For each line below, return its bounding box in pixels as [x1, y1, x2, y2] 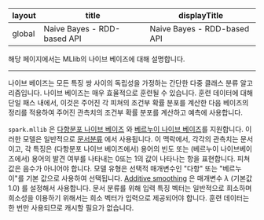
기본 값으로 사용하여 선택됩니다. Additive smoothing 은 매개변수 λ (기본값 [26, 174, 253, 183]
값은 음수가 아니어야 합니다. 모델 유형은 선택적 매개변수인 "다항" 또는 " [8, 164, 223, 173]
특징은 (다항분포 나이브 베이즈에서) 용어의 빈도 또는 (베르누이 [32, 145, 219, 153]
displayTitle [178, 10, 224, 20]
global [12, 28, 35, 38]
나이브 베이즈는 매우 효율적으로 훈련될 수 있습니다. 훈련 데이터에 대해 [43, 88, 254, 97]
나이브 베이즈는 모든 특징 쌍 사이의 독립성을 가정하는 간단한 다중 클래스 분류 [8, 79, 239, 87]
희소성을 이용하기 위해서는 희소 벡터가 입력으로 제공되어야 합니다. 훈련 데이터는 [8, 193, 250, 203]
